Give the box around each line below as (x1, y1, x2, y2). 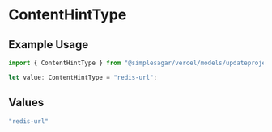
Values (8, 96, 45, 109)
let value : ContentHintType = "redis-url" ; (8, 73, 158, 81)
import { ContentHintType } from (8, 59, 121, 67)
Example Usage (8, 38, 89, 52)
